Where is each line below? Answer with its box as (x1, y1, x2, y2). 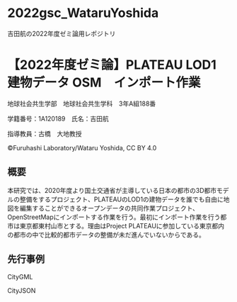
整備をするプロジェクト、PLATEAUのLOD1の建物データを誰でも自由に (19, 195, 224, 203)
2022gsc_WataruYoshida (7, 5, 159, 21)
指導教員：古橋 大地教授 (7, 129, 82, 138)
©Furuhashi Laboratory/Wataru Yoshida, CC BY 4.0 (7, 143, 157, 152)
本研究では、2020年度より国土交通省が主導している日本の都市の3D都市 (7, 186, 217, 194)
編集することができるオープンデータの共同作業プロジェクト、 (19, 203, 200, 212)
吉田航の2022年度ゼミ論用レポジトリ (7, 29, 116, 38)
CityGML (7, 272, 33, 281)
